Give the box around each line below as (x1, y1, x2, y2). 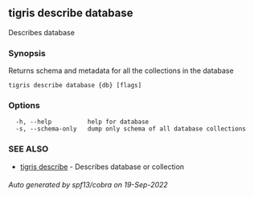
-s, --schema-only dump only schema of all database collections (15, 125, 247, 133)
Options (8, 100, 40, 111)
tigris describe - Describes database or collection (19, 162, 185, 171)
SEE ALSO (8, 143, 49, 155)
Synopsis (8, 47, 46, 58)
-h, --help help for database (15, 118, 150, 127)
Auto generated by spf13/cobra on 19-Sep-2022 (8, 180, 169, 190)
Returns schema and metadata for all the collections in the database (8, 66, 235, 75)
